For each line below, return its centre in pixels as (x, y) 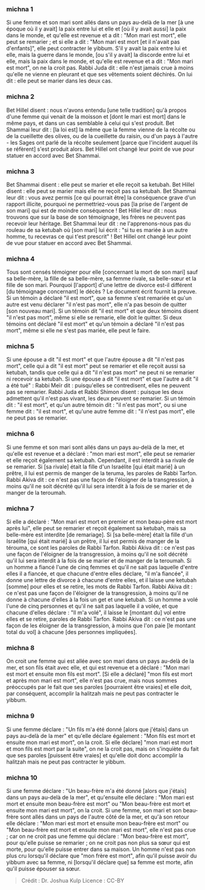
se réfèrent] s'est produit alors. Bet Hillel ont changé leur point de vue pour (101, 149)
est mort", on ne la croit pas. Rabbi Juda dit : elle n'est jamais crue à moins (100, 68)
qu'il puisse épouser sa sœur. (44, 869)
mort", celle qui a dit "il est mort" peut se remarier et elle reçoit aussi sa (96, 366)
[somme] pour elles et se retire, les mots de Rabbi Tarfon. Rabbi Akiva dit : (100, 587)
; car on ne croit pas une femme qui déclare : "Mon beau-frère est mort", (98, 836)
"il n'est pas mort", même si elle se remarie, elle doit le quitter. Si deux (94, 318)
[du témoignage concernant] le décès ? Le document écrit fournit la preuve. (102, 291)
